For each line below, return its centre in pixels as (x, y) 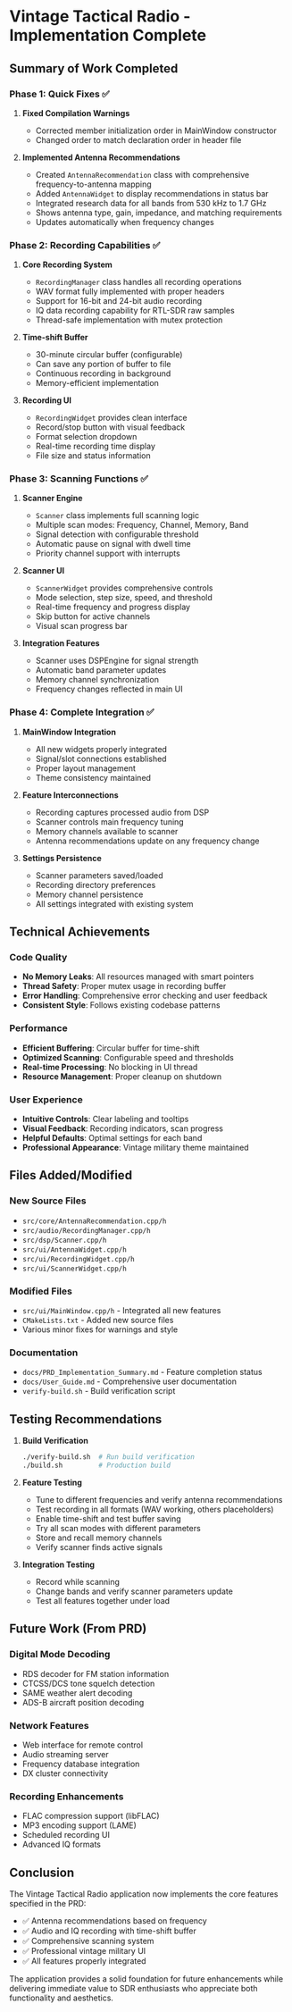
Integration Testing (58, 1564)
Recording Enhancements (67, 1796)
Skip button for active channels (93, 616)
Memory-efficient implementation (97, 383)
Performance (39, 1028)
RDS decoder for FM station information (96, 1673)
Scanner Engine (52, 499)
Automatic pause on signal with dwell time (113, 544)
